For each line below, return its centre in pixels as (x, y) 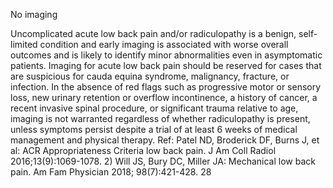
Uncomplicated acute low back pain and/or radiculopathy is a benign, (153, 33)
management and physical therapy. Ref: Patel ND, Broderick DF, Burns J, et (165, 140)
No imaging (34, 14)
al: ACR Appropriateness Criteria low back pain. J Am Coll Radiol (143, 150)
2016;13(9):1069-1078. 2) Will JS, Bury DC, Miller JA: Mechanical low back (163, 161)
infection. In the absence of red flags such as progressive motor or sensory (166, 87)
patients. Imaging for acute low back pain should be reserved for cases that (166, 65)
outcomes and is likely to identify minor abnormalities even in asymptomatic (166, 55)
